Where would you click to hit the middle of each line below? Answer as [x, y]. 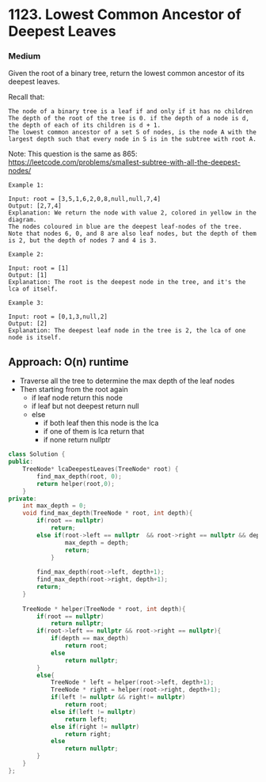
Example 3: [26, 303]
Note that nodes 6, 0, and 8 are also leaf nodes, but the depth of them [133, 234]
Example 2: [26, 255]
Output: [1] [28, 275]
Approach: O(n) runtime [68, 362]
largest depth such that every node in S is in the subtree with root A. [133, 139]
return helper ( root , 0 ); [76, 484]
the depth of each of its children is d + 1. [84, 125]
